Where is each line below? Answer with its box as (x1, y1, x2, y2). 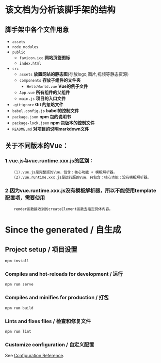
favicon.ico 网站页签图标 (19, 55, 70, 60)
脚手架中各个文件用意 (5, 25, 69, 34)
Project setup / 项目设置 (5, 245, 78, 253)
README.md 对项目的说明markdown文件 (12, 126, 89, 132)
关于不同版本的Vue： (5, 142, 69, 150)
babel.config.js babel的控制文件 (12, 108, 79, 114)
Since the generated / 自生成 (5, 225, 121, 235)
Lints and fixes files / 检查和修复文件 (5, 318, 91, 325)
